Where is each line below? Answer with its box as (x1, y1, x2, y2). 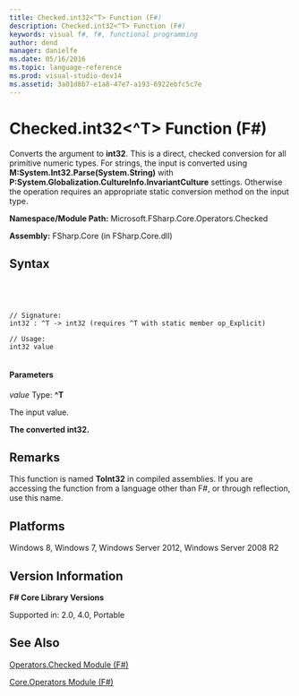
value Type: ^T (9, 389, 64, 400)
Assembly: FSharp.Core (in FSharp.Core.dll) (9, 230, 173, 241)
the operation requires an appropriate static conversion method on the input (9, 185, 289, 197)
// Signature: (9, 311, 63, 321)
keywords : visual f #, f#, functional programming (9, 30, 199, 39)
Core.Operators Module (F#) (9, 676, 114, 687)
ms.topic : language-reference (9, 64, 123, 73)
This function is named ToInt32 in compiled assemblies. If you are (9, 474, 253, 485)
